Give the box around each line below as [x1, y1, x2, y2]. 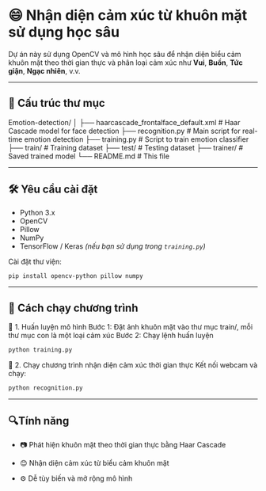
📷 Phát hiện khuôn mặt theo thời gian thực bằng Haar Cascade [19, 440, 226, 449]
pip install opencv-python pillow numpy [8, 272, 144, 280]
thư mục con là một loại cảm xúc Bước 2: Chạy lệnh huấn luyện [8, 331, 214, 341]
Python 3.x [19, 207, 55, 217]
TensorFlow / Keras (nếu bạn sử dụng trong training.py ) [19, 241, 206, 251]
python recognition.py [8, 384, 83, 392]
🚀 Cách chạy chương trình [8, 301, 139, 314]
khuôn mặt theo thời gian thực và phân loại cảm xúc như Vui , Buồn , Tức [8, 58, 243, 67]
